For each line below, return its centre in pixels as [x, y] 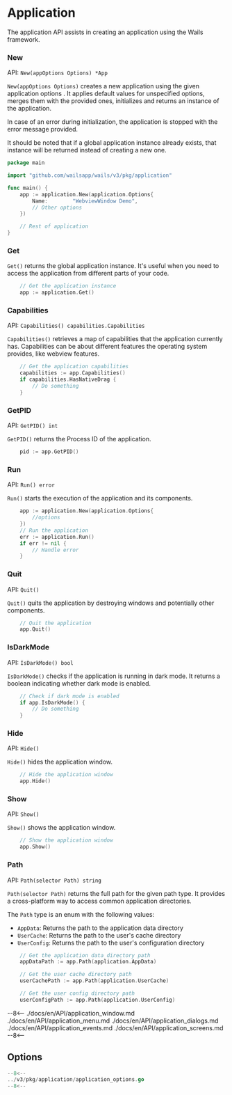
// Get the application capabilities [74, 367]
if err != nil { [43, 543]
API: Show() [23, 814]
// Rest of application [54, 227]
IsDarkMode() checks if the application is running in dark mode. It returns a [114, 676]
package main [26, 163]
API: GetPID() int [33, 425]
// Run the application [54, 530]
